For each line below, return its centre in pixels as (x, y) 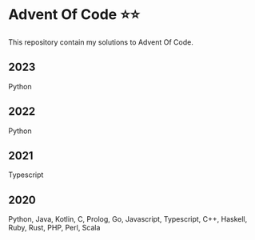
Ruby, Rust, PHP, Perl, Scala (54, 228)
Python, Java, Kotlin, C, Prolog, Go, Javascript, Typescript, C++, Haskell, (128, 219)
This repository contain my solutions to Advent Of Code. (101, 42)
